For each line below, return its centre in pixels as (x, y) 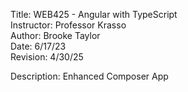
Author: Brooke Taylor (55, 35)
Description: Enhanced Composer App (89, 76)
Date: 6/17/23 (38, 46)
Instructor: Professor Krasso (68, 25)
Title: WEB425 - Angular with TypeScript (94, 14)
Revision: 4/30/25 (47, 57)
